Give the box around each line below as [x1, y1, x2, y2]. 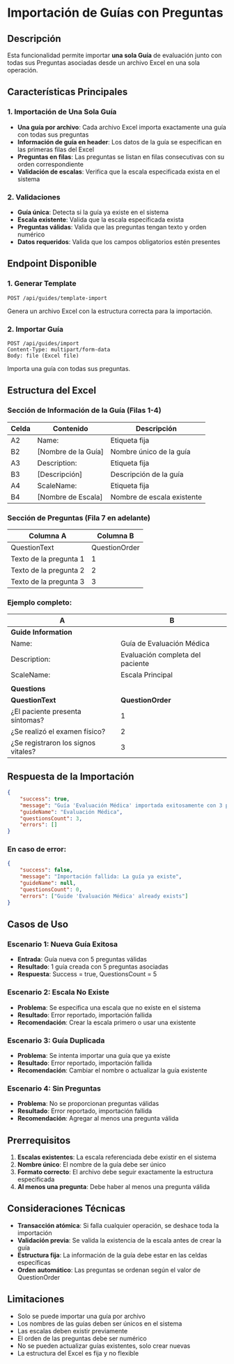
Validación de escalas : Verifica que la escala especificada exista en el [17, 167, 221, 176]
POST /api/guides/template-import [7, 294, 108, 301]
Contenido [52, 423, 88, 433]
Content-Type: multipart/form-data [7, 346, 111, 353]
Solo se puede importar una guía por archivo [17, 1312, 146, 1320]
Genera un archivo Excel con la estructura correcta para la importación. [7, 307, 212, 315]
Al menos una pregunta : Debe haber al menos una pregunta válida [17, 1183, 210, 1190]
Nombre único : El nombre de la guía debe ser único [17, 1160, 166, 1169]
